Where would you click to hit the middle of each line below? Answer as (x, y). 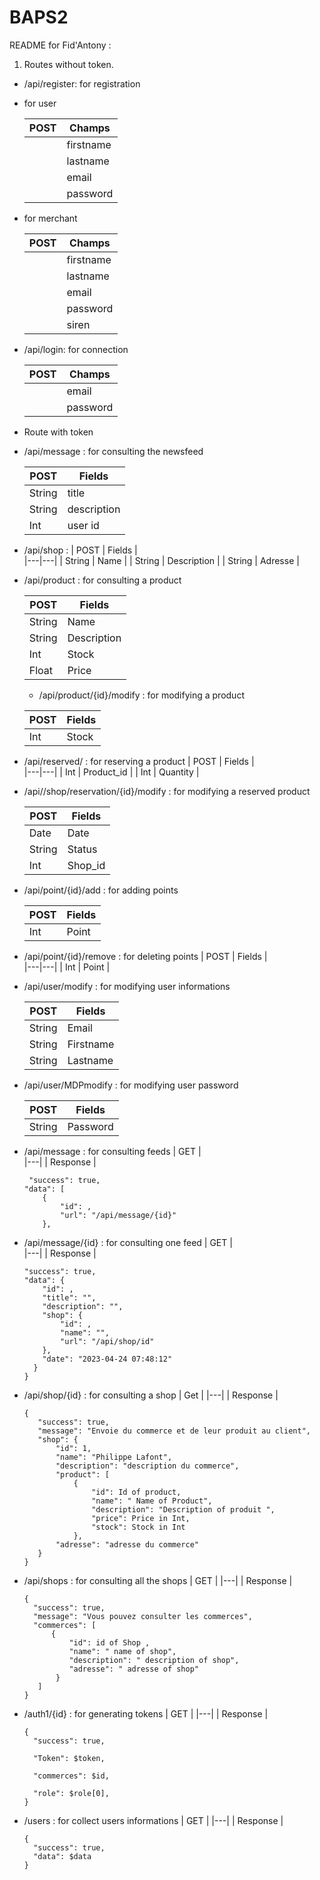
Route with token (58, 432)
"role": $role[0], (71, 1793)
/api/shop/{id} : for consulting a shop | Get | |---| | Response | (151, 1395)
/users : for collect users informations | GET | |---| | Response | (153, 1820)
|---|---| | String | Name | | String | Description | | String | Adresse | (161, 560)
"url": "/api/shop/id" (107, 1341)
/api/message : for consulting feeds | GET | (112, 1151)
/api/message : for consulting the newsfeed (113, 451)
